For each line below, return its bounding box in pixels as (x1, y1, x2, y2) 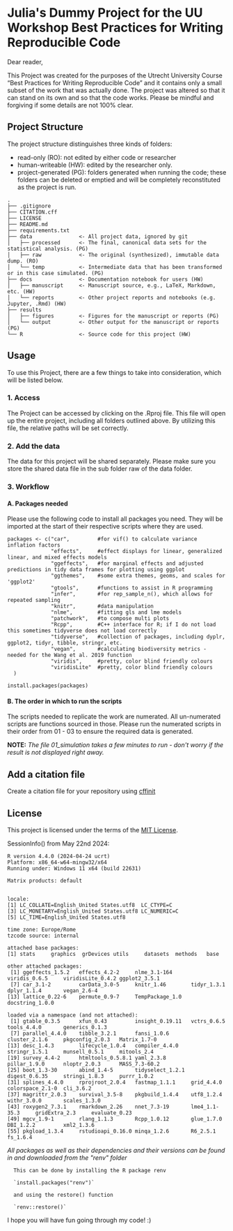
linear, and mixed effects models (7, 554, 108, 561)
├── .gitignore (7, 202, 51, 209)
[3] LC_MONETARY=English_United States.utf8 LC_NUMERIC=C (7, 908, 179, 915)
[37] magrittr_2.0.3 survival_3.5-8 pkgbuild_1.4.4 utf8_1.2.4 (7, 1091, 223, 1098)
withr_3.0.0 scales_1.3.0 (7, 1098, 101, 1105)
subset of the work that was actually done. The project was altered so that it (7, 86, 225, 94)
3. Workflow (7, 482, 50, 492)
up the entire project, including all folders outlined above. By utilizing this (7, 416, 216, 425)
